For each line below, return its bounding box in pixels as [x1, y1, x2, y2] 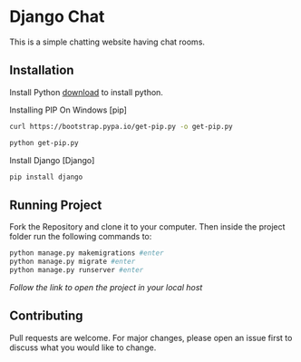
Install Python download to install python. [9, 86, 163, 97]
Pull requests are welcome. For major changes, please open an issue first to [9, 332, 293, 343]
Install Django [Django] [9, 154, 95, 165]
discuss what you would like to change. [9, 342, 157, 353]
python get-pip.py [9, 138, 79, 147]
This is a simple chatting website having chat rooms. [9, 36, 206, 47]
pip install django [9, 172, 83, 181]
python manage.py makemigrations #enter [9, 249, 165, 258]
